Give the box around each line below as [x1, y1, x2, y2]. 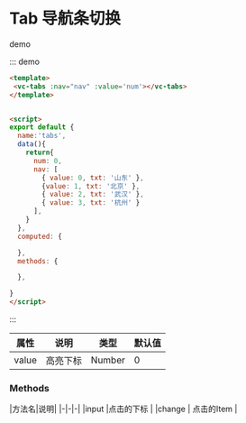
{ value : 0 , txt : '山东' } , [41, 173, 144, 182]
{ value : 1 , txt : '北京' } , [41, 181, 141, 190]
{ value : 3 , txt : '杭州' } [41, 198, 141, 207]
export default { [9, 123, 75, 132]
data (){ [17, 140, 47, 149]
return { [25, 148, 54, 158]
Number [90, 354, 126, 366]
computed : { [17, 232, 63, 241]
